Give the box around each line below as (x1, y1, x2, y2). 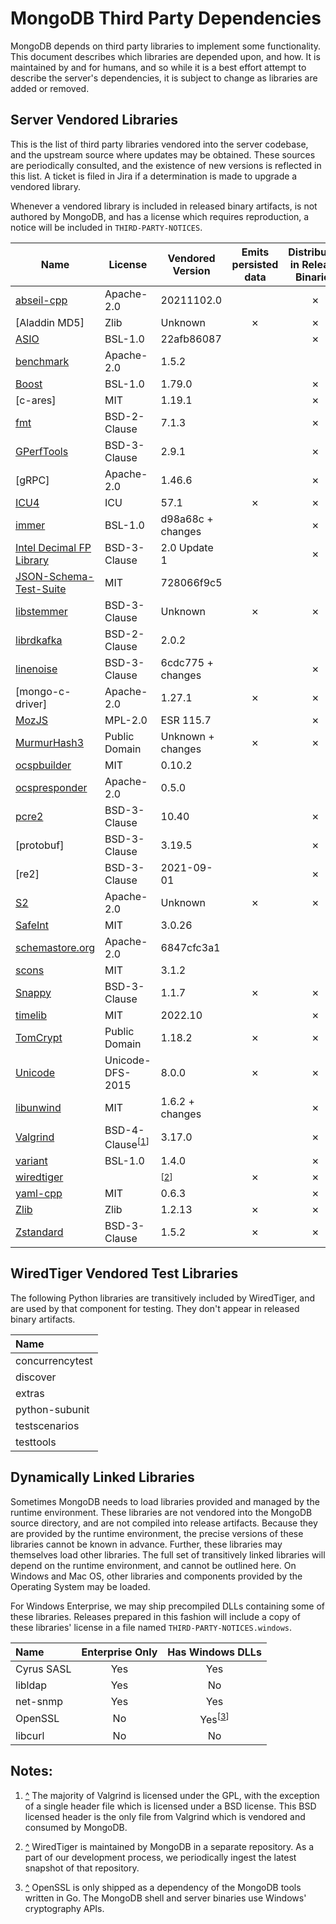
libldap (15, 1678, 47, 1692)
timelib (15, 1008, 47, 1022)
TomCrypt (15, 1030, 63, 1044)
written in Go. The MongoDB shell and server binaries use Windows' (24, 1892, 307, 1904)
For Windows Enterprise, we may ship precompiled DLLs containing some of (10, 1600, 326, 1612)
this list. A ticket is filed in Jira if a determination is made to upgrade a (10, 170, 298, 182)
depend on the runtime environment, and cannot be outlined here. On (10, 1559, 297, 1571)
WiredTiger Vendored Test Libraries (10, 1265, 239, 1282)
